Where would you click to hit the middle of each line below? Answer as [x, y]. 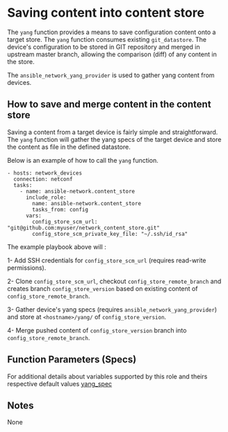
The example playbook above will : [57, 247]
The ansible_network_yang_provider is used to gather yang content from [111, 75]
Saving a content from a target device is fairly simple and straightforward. [113, 132]
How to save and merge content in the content [109, 105]
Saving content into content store [106, 13]
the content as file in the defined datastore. [69, 147]
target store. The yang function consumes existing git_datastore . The [107, 39]
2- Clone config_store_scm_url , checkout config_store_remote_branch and [114, 281]
